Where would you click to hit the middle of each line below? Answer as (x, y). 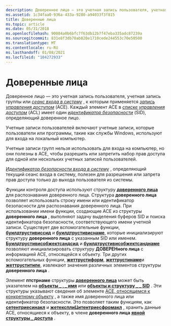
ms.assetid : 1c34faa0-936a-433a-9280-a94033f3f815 (60, 15)
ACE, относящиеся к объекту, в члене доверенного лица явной (75, 313)
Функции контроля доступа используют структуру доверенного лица (82, 190)
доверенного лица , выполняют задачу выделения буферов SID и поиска (85, 217)
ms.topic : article (25, 24)
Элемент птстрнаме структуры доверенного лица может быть (75, 280)
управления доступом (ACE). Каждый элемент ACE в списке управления (85, 107)
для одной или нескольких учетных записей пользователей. (72, 159)
